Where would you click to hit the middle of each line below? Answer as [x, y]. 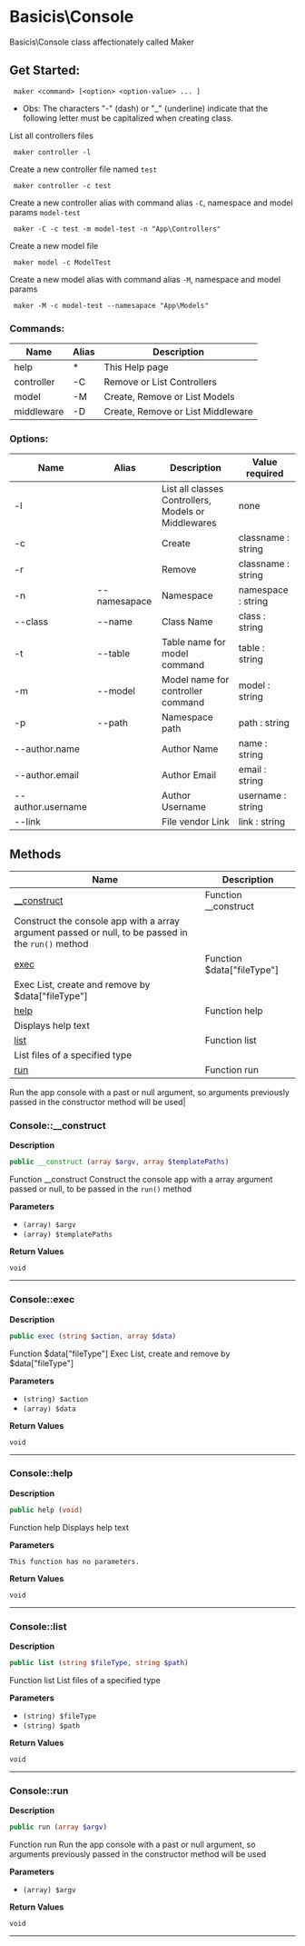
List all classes [193, 489]
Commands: [37, 328]
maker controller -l [52, 152]
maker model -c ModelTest [62, 262]
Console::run [39, 1791]
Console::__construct [58, 1126]
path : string [264, 723]
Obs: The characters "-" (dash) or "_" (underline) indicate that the [145, 108]
